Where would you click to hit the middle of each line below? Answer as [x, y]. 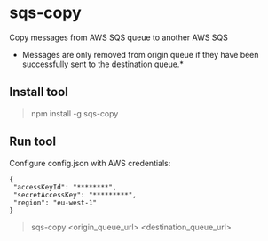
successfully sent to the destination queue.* [102, 64]
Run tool [32, 142]
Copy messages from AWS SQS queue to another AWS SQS [119, 37]
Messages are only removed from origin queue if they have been [140, 54]
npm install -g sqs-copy [75, 113]
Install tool [39, 92]
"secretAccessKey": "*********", [75, 195]
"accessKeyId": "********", [65, 187]
